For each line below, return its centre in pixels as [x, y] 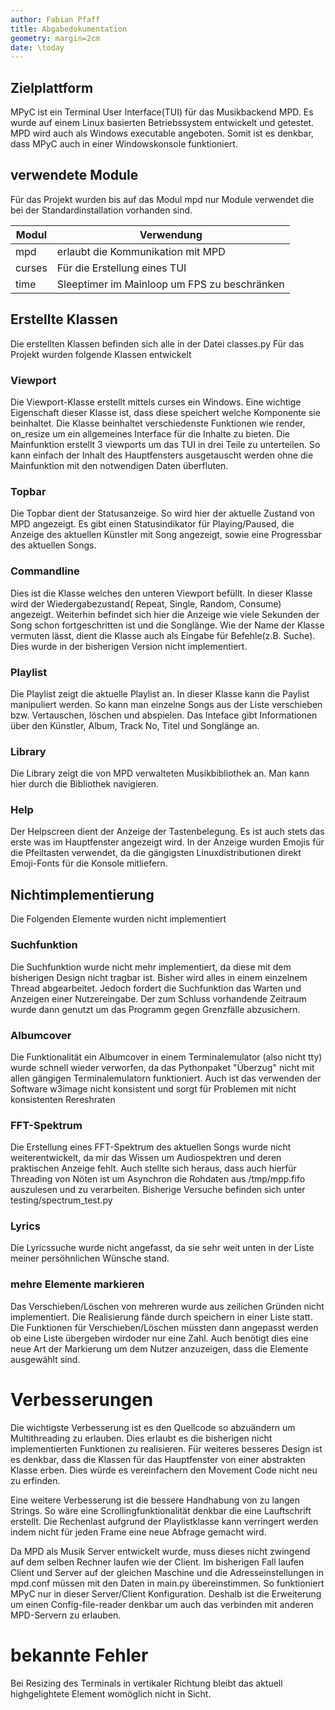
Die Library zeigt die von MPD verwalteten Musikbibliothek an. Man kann [160, 773]
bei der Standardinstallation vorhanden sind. [101, 210]
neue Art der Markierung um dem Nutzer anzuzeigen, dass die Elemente [159, 1348]
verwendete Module [74, 175]
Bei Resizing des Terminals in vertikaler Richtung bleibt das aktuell [146, 1683]
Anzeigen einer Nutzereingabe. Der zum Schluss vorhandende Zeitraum [158, 998]
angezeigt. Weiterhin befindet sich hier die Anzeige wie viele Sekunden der [165, 614]
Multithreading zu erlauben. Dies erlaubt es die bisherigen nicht [141, 1438]
